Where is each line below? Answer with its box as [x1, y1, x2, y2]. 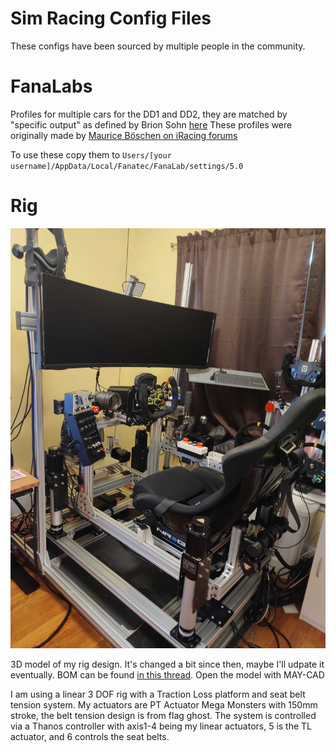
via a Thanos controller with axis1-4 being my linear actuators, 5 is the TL [10, 720, 313, 732]
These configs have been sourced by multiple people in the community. [10, 40, 306, 52]
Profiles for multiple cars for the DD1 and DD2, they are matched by [10, 108, 288, 120]
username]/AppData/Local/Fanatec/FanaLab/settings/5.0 [10, 161, 244, 171]
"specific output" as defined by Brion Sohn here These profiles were [10, 118, 293, 131]
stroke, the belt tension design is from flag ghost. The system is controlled [10, 709, 317, 721]
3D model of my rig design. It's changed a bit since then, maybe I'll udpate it [10, 658, 325, 670]
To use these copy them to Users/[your [10, 148, 172, 161]
